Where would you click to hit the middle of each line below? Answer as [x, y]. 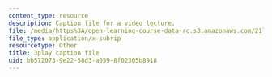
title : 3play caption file [54, 53]
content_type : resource [49, 16]
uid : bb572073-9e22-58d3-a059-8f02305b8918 [83, 61]
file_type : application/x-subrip [65, 38]
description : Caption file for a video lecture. [92, 23]
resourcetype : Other [43, 46]
